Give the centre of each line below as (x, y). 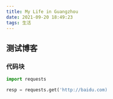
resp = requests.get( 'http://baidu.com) (57, 90)
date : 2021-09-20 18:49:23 (40, 17)
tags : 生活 (19, 23)
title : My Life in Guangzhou (42, 12)
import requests (26, 79)
